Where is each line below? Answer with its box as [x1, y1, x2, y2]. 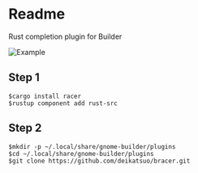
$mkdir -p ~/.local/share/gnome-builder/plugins [8, 142, 176, 150]
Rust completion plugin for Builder [8, 32, 123, 41]
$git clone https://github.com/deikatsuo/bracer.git [8, 157, 191, 165]
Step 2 [8, 121, 42, 135]
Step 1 [8, 70, 41, 85]
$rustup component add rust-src [8, 99, 118, 108]
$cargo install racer [8, 92, 82, 100]
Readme [8, 5, 66, 23]
